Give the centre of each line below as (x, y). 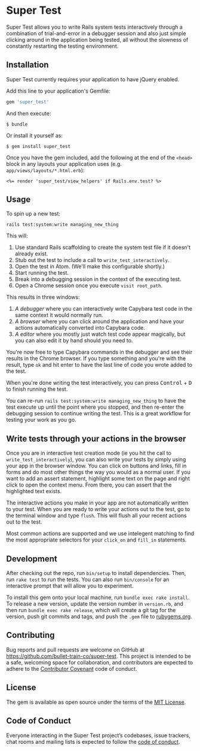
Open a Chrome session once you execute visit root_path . (89, 285)
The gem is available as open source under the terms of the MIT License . (96, 702)
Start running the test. (42, 273)
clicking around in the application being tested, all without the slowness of (97, 39)
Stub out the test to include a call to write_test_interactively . (92, 260)
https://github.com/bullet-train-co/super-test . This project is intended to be (99, 656)
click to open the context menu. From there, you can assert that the (89, 485)
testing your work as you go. (41, 420)
